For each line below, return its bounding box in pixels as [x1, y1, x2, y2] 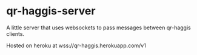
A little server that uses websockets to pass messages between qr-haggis [6, 24, 191, 31]
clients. [6, 30, 25, 37]
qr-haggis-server [6, 4, 96, 18]
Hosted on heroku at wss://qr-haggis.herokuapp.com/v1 [6, 42, 147, 49]
